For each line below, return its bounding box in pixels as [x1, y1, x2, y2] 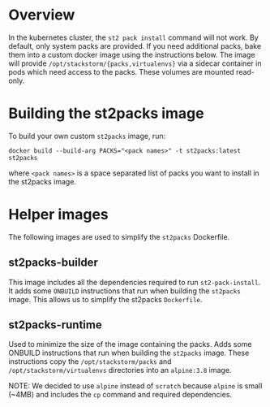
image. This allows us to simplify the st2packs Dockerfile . [8, 294, 203, 304]
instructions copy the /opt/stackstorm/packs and [8, 357, 172, 366]
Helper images [8, 206, 109, 224]
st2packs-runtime [8, 318, 103, 332]
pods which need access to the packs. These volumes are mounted [8, 67, 235, 76]
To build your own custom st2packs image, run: [8, 131, 166, 141]
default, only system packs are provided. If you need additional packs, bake [8, 41, 262, 50]
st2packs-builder [8, 256, 99, 270]
